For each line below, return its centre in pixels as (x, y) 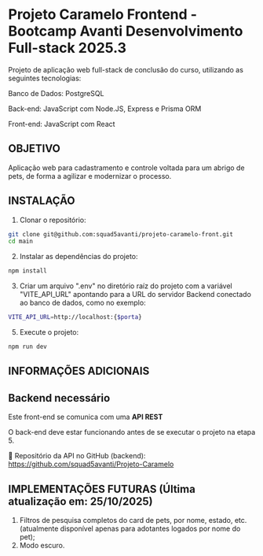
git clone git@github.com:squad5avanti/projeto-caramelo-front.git (121, 234)
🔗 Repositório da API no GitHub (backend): (77, 456)
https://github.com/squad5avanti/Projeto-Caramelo (91, 464)
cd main (21, 242)
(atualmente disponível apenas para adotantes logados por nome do (130, 528)
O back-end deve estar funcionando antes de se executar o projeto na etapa (132, 432)
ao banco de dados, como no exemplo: (83, 303)
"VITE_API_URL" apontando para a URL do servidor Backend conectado (135, 295)
